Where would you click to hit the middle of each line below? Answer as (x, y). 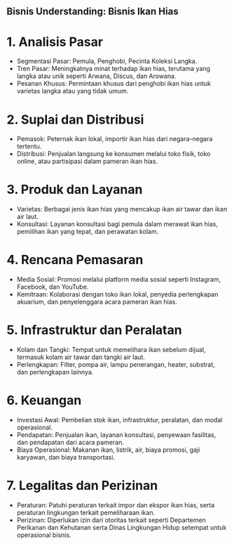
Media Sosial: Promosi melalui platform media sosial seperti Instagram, (119, 280)
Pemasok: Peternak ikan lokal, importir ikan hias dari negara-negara (115, 139)
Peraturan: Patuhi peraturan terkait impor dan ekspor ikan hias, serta (116, 505)
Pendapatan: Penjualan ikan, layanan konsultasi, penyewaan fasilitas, (116, 435)
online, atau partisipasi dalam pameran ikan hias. (87, 162)
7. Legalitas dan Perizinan (82, 486)
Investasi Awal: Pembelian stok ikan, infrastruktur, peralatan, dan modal (119, 420)
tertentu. (29, 146)
